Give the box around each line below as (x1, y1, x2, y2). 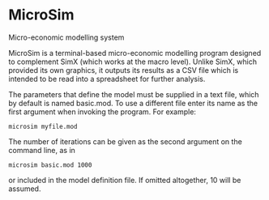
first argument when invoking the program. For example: (8, 107, 197, 117)
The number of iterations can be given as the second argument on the (8, 136, 243, 147)
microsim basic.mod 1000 (8, 160, 92, 169)
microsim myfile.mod (8, 122, 79, 130)
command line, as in (8, 145, 75, 155)
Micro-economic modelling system (8, 32, 125, 42)
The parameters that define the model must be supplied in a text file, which (8, 89, 259, 99)
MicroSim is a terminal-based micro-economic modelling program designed (8, 48, 262, 57)
